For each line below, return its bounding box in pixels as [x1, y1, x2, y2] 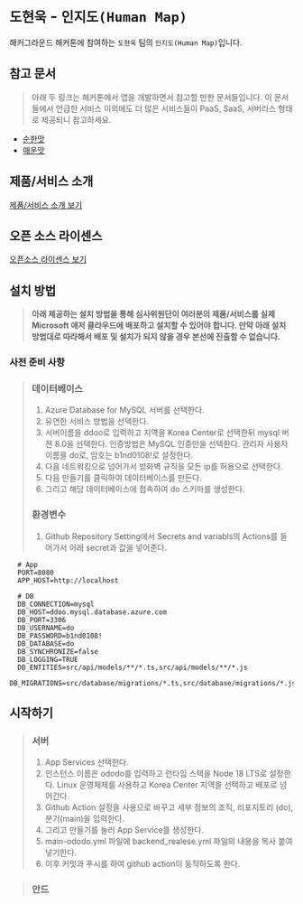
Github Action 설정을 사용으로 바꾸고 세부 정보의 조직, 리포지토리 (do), [44, 802, 294, 813]
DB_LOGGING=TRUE [17, 655, 78, 664]
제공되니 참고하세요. [41, 114, 112, 125]
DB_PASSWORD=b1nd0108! [17, 631, 103, 640]
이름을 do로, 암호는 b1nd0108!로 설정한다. [44, 450, 194, 461]
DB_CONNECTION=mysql [17, 600, 95, 609]
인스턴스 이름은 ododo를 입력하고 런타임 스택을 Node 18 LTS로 [44, 769, 268, 779]
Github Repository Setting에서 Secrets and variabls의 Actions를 [44, 530, 278, 542]
